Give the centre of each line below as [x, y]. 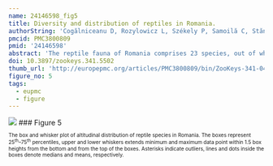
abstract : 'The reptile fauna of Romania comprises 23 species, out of [132, 53]
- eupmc [29, 91]
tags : [17, 83]
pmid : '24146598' [38, 46]
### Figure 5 [40, 123]
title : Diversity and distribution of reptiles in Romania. [113, 23]
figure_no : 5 [30, 76]
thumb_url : [27, 69]
